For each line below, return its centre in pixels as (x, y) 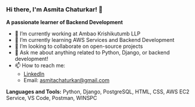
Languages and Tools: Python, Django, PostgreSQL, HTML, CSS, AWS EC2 (98, 92)
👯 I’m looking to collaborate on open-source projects (79, 46)
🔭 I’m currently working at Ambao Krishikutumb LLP (77, 34)
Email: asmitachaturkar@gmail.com (66, 80)
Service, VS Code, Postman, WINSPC (52, 98)
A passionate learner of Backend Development (64, 22)
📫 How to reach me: (40, 66)
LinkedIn (34, 74)
